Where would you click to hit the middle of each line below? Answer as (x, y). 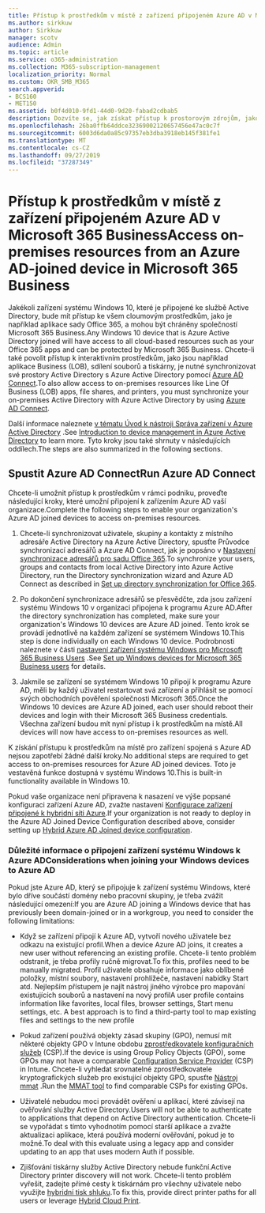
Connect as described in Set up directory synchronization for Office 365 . (138, 584)
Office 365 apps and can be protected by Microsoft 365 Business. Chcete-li (131, 350)
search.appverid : (37, 89)
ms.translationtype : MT (47, 140)
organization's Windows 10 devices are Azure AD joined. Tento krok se (134, 624)
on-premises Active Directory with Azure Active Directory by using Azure (127, 400)
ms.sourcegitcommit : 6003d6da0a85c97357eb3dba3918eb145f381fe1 (114, 133)
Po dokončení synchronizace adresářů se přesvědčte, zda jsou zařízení (136, 599)
